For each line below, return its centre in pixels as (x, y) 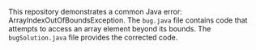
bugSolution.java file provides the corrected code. (93, 37)
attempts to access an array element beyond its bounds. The (110, 29)
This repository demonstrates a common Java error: (95, 12)
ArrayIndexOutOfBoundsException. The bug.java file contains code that (128, 20)
